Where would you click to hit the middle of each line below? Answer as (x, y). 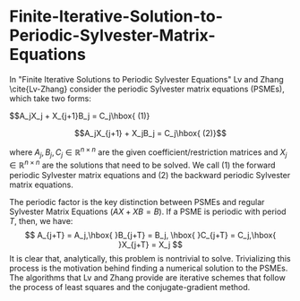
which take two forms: (50, 98)
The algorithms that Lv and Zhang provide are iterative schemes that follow (148, 278)
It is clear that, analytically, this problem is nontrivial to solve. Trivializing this (150, 259)
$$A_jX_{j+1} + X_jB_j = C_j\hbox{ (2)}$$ (150, 133)
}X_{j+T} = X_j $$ (150, 245)
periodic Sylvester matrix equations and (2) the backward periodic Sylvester (150, 176)
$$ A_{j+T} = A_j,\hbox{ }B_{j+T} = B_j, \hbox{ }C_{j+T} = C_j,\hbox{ (150, 236)
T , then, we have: (41, 221)
